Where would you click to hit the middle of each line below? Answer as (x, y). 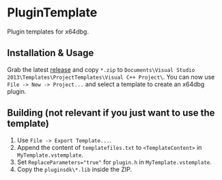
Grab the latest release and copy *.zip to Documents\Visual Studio (101, 69)
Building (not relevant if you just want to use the (111, 113)
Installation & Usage (51, 53)
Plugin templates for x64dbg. (48, 31)
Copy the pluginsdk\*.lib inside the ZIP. (74, 169)
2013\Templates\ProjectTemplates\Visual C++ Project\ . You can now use (111, 77)
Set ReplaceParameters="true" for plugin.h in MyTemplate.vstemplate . (114, 162)
